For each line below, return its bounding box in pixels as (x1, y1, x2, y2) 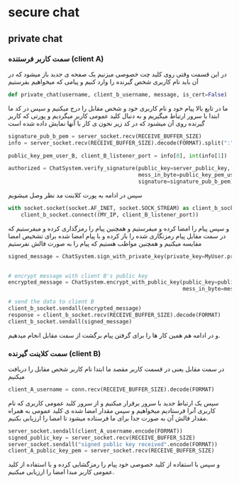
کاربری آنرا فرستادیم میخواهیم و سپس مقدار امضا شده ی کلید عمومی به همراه (8, 406, 216, 415)
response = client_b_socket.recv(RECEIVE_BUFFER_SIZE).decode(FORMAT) (8, 311, 221, 318)
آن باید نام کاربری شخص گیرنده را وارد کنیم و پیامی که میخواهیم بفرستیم (8, 77, 199, 86)
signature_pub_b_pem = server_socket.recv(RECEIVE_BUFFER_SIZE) (8, 133, 202, 140)
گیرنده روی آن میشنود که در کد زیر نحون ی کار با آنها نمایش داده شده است (8, 118, 205, 128)
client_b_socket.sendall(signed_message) (8, 318, 133, 325)
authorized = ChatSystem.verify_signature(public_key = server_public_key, (8, 165, 231, 172)
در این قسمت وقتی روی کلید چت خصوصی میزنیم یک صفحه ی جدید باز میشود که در (8, 70, 227, 78)
